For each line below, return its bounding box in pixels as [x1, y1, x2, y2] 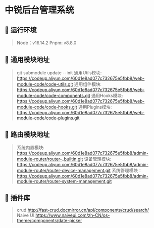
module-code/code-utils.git [16, 81, 73, 87]
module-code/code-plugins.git [16, 115, 80, 121]
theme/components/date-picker [16, 218, 82, 224]
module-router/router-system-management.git [16, 178, 112, 184]
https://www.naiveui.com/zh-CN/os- [35, 212, 110, 218]
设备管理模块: [84, 156, 112, 162]
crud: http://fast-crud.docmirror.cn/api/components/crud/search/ [16, 207, 149, 213]
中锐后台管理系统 [4, 4, 75, 16]
